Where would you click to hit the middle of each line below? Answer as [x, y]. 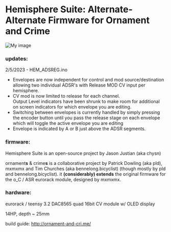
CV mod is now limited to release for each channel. [66, 96]
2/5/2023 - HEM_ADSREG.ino [36, 70]
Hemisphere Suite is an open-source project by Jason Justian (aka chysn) [83, 153]
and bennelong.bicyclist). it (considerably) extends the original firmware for [86, 174]
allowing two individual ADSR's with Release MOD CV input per [79, 85]
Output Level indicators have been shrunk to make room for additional [86, 101]
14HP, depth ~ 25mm [28, 214]
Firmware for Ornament [99, 20]
